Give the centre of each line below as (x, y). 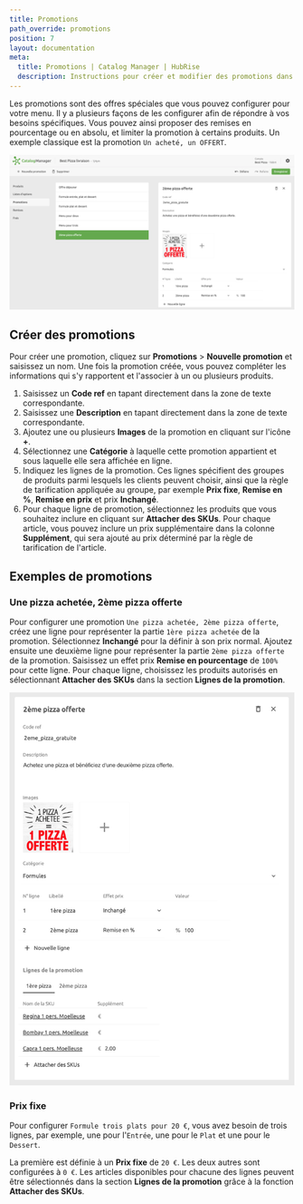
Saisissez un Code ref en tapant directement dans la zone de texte (147, 394)
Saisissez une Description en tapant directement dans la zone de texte (155, 413)
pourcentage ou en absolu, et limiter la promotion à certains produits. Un (145, 132)
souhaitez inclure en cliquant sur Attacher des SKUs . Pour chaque (147, 519)
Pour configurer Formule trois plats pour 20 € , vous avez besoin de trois (148, 1126)
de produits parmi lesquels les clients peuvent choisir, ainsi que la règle (156, 480)
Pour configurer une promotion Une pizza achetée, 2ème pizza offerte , (144, 622)
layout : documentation (52, 48)
